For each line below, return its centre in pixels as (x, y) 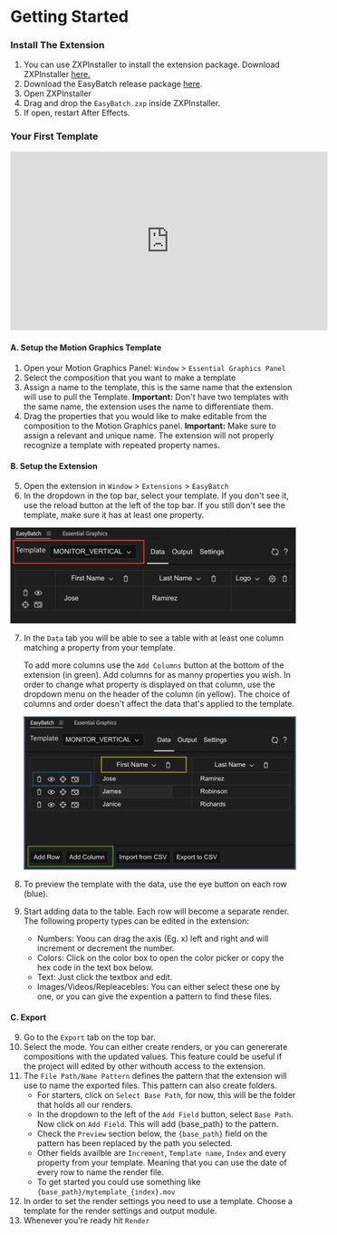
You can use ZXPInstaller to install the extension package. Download (151, 64)
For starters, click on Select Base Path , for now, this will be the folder (166, 1095)
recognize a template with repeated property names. (121, 445)
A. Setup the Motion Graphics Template (86, 348)
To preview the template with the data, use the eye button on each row (155, 884)
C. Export (29, 1017)
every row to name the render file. (100, 1172)
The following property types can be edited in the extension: (136, 921)
